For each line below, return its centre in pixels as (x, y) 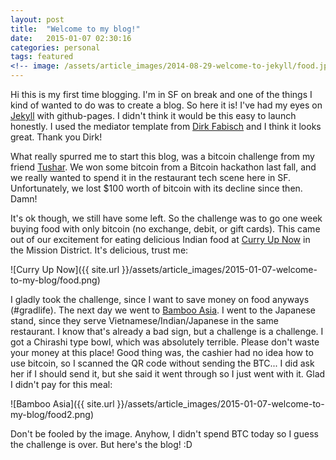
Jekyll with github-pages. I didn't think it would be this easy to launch (153, 115)
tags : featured (42, 57)
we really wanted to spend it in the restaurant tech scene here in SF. (151, 177)
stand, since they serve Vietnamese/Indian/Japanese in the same (144, 320)
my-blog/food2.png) (52, 414)
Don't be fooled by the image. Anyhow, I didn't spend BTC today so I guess (164, 434)
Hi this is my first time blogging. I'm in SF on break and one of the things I (161, 94)
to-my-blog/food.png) (55, 280)
